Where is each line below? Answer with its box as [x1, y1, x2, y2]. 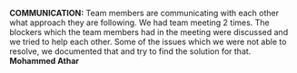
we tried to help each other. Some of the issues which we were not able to [9, 36, 287, 47]
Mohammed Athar [9, 56, 80, 66]
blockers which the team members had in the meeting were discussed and [9, 27, 289, 37]
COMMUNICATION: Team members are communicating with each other [9, 8, 280, 18]
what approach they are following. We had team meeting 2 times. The [9, 17, 270, 28]
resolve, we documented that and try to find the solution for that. [9, 46, 252, 57]
